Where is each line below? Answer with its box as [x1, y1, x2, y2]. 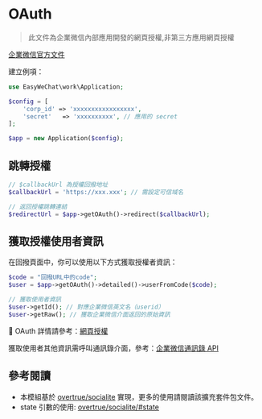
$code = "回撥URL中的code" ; [8, 273, 98, 282]
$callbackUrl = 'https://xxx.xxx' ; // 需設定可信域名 [8, 188, 184, 196]
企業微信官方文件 [8, 49, 65, 59]
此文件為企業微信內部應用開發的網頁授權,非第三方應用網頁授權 [27, 32, 235, 42]
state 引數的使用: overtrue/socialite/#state [19, 402, 159, 412]
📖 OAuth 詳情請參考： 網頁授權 [8, 326, 108, 335]
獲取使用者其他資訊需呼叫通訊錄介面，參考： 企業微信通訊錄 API [8, 343, 219, 353]
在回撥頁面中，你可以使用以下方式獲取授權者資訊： [8, 257, 178, 267]
